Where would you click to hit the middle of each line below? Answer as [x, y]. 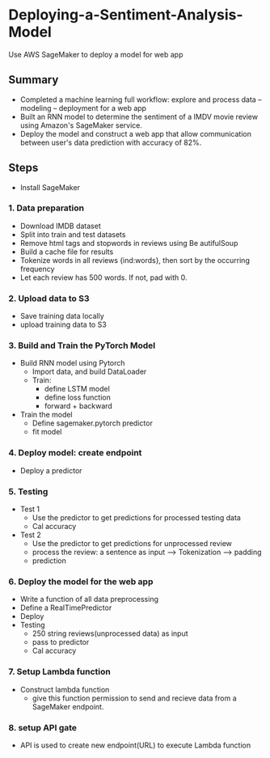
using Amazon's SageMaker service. [81, 125]
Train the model [46, 415]
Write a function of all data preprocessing [89, 599]
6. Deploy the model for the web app [81, 582]
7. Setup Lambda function [59, 671]
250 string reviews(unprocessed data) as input [110, 633]
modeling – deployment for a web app [83, 108]
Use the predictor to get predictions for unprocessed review [132, 544]
